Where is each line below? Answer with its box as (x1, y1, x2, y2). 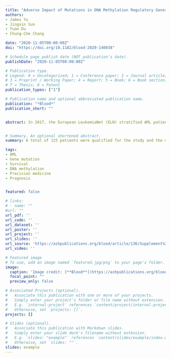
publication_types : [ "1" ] (5, 87, 60, 92)
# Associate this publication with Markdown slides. (5, 326, 124, 331)
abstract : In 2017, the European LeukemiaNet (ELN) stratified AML (5, 119, 152, 125)
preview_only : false (10, 279, 53, 284)
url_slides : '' (5, 237, 38, 242)
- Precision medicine (5, 171, 51, 176)
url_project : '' (5, 232, 40, 237)
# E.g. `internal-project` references (5, 302, 93, 308)
